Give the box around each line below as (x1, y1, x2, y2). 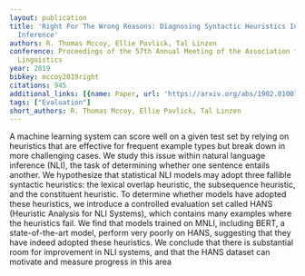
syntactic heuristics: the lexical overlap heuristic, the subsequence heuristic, (9, 179, 296, 191)
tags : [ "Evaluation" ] (9, 97, 92, 107)
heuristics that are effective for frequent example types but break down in (9, 141, 286, 152)
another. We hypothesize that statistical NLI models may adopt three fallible (9, 170, 292, 181)
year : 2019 (9, 64, 51, 74)
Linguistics (17, 55, 64, 64)
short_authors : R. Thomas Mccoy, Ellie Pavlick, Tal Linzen (9, 106, 242, 115)
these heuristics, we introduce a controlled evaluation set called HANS (9, 199, 273, 210)
